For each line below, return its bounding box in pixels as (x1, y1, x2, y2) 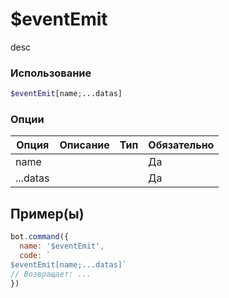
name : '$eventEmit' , (19, 241, 105, 252)
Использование (10, 66, 92, 80)
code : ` (19, 250, 52, 260)
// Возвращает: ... (10, 269, 92, 279)
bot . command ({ (10, 232, 70, 242)
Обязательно (148, 138, 215, 152)
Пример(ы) (10, 205, 85, 222)
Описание (59, 138, 110, 152)
